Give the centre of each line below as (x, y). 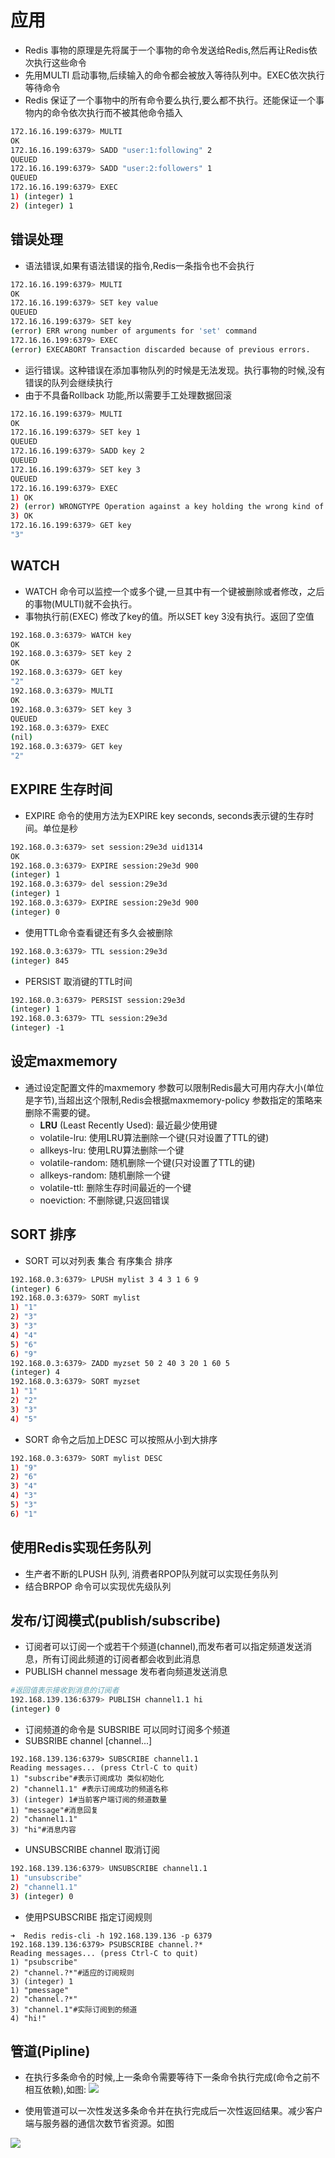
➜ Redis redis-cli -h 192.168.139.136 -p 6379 (111, 1936)
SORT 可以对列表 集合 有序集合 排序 (98, 1260)
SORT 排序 (43, 1234)
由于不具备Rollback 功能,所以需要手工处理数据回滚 (128, 395)
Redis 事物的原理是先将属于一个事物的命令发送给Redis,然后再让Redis (166, 50)
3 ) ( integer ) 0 (42, 1896)
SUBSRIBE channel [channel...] (88, 1740)
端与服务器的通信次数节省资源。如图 (99, 2123)
